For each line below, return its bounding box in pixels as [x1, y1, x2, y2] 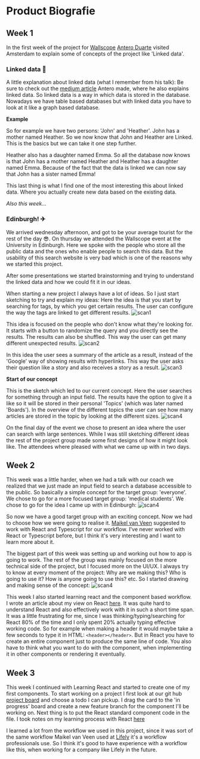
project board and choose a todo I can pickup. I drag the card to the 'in [6, 696, 180, 703]
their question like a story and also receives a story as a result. [6, 363, 160, 371]
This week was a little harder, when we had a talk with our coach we [6, 476, 174, 483]
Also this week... [6, 200, 47, 207]
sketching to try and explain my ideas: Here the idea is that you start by [6, 296, 181, 303]
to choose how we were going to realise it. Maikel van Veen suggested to [6, 519, 186, 527]
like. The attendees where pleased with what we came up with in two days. [6, 443, 191, 450]
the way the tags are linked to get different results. [6, 309, 130, 316]
